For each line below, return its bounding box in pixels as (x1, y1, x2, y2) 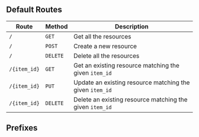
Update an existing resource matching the (73, 78, 190, 87)
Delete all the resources (73, 52, 140, 60)
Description (114, 22, 149, 30)
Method (45, 22, 68, 30)
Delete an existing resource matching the (73, 95, 188, 103)
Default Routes (6, 5, 62, 15)
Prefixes (6, 123, 38, 133)
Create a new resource (73, 42, 137, 50)
